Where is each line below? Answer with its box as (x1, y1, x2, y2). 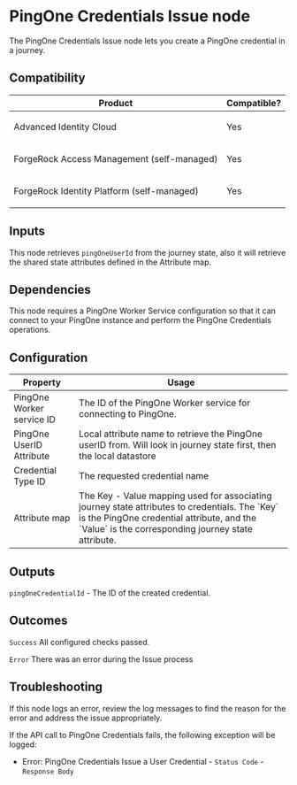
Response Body (21, 767, 74, 776)
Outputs (9, 564, 56, 579)
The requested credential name (79, 470, 209, 482)
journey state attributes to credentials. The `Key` (79, 501, 279, 513)
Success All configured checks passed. (9, 636, 150, 647)
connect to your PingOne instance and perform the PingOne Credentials (9, 315, 272, 326)
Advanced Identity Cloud (13, 120, 118, 133)
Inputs (9, 224, 46, 239)
